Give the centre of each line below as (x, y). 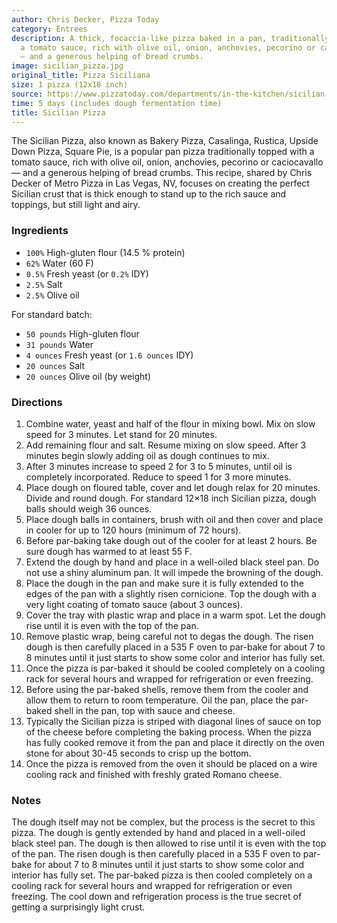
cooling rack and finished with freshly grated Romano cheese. (154, 774)
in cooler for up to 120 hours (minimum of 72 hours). (133, 530)
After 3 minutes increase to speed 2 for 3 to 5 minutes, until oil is (159, 466)
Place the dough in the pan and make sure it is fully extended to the (164, 583)
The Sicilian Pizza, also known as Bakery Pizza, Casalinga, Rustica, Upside (165, 141)
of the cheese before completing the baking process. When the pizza (168, 732)
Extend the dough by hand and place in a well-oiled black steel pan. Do (172, 562)
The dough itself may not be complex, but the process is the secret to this (163, 822)
